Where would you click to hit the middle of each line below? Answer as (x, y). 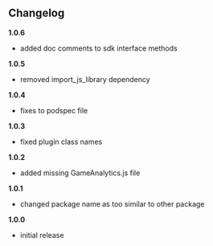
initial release (42, 235)
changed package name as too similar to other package (112, 203)
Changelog (37, 13)
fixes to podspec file (54, 110)
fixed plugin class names (61, 141)
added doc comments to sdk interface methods (99, 48)
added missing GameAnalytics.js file (80, 173)
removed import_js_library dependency (85, 79)
